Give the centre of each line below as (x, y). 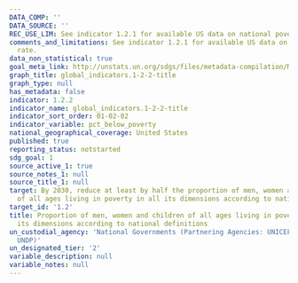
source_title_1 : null (49, 183)
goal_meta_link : (39, 67)
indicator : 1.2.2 (41, 100)
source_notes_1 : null (49, 174)
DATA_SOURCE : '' (39, 26)
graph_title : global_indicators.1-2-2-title (93, 75)
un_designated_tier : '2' (55, 248)
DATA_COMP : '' (35, 17)
